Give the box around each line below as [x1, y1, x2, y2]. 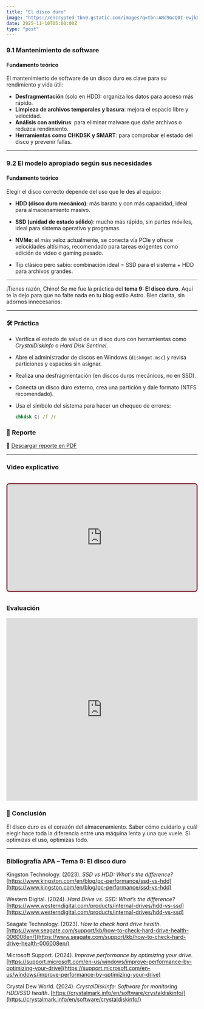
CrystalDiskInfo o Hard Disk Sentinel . [15, 342, 108, 349]
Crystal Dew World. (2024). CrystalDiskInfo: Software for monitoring [6, 982, 178, 990]
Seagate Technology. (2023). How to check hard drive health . [6, 920, 161, 927]
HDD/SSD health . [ [6, 989, 53, 996]
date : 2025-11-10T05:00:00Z [6, 20, 78, 26]
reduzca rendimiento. [15, 126, 69, 133]
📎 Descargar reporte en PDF [6, 442, 77, 449]
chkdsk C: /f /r [15, 414, 56, 420]
